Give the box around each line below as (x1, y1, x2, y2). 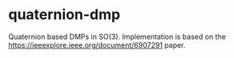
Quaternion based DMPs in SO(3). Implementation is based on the (8, 32, 226, 41)
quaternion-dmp (8, 6, 121, 24)
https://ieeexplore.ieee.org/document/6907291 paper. (8, 40, 186, 49)
